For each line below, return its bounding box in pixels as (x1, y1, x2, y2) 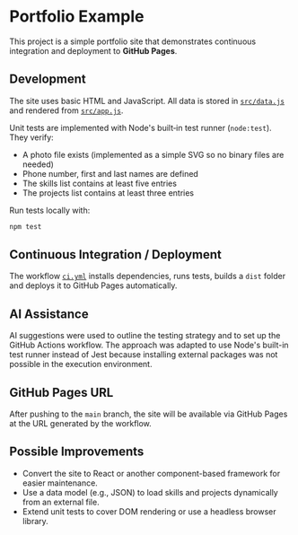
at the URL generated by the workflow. (9, 418, 153, 429)
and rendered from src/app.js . (9, 105, 124, 116)
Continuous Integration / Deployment (9, 247, 223, 262)
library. (22, 515, 49, 526)
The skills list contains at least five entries (22, 178, 178, 189)
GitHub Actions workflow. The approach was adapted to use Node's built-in (9, 339, 289, 351)
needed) (22, 159, 54, 170)
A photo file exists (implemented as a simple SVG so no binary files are (22, 149, 285, 160)
